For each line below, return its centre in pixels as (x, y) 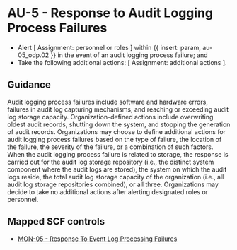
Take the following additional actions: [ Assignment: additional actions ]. (122, 62)
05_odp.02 (33, 55)
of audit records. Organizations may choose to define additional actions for (117, 131)
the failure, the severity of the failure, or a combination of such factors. (110, 147)
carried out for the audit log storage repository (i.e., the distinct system (111, 162)
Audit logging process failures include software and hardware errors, (108, 102)
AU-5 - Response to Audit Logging (110, 13)
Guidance (29, 85)
